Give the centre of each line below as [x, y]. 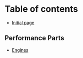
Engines [20, 50]
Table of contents [41, 9]
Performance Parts [35, 38]
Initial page [23, 23]
